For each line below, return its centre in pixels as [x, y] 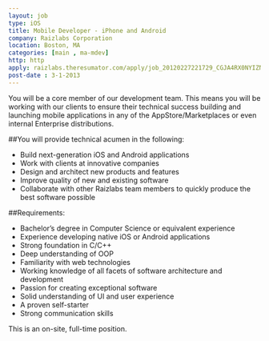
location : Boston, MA [44, 46]
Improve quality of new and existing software [94, 180]
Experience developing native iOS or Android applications [115, 236]
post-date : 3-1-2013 [44, 75]
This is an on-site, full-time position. [68, 328]
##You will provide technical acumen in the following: [96, 139]
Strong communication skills [66, 313]
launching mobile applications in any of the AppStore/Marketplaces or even [132, 115]
